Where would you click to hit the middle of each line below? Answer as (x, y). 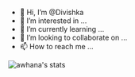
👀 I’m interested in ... (53, 21)
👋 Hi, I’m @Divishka (52, 12)
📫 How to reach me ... (56, 46)
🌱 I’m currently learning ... (62, 29)
